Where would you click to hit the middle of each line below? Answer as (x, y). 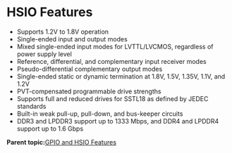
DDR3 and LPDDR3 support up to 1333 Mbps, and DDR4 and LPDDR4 (118, 121)
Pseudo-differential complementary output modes (90, 69)
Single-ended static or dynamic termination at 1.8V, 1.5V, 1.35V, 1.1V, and (121, 76)
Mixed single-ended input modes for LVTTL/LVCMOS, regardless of (115, 46)
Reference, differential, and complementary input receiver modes (111, 61)
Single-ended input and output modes (72, 39)
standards (31, 106)
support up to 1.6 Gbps (50, 128)
